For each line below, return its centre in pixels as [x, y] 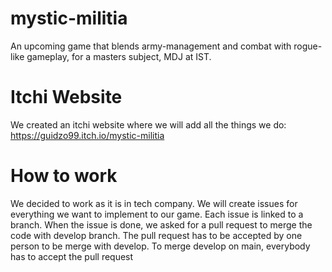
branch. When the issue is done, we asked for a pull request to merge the [161, 224]
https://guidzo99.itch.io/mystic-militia [87, 135]
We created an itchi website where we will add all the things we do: [148, 124]
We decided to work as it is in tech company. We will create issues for [154, 203]
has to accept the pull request [72, 256]
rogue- [308, 46]
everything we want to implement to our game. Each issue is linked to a [157, 214]
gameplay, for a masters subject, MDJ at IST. [119, 56]
